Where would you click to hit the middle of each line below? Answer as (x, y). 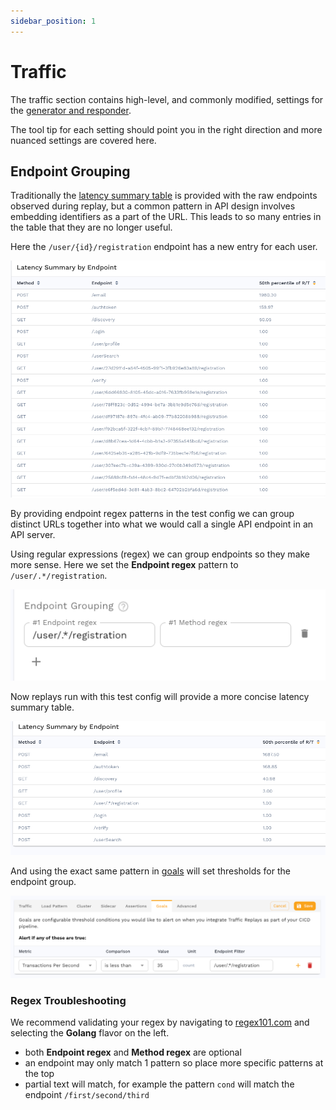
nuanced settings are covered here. (83, 140)
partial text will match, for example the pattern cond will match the (159, 1084)
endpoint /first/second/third (87, 1094)
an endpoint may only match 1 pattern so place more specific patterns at (174, 1062)
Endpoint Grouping (70, 171)
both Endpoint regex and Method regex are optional (133, 1052)
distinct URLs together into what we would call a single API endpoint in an (162, 524)
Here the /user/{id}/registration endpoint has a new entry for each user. (164, 247)
